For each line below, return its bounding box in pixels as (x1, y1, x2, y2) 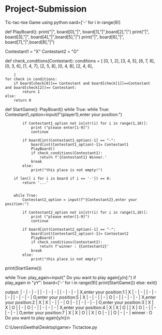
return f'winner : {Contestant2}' (39, 244, 109, 249)
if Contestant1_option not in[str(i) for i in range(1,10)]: (22, 121, 148, 126)
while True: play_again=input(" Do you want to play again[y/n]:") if (5, 274, 136, 280)
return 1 (22, 89, 40, 94)
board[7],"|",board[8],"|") (5, 39, 55, 45)
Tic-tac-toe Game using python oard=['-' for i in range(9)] (5, 19, 121, 25)
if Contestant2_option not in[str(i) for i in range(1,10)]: (22, 210, 148, 215)
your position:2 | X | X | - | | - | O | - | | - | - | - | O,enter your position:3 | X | (5, 299, 154, 305)
